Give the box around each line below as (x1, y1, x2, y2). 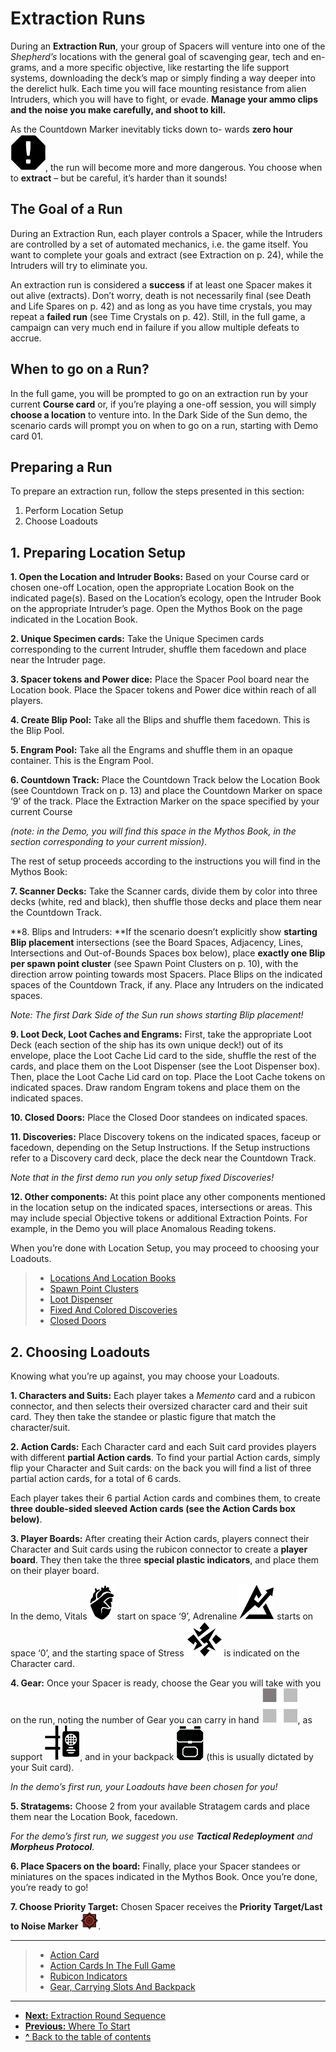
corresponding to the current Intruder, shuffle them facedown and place (10, 643, 307, 656)
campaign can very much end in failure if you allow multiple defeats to (10, 321, 300, 333)
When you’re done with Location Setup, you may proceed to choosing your (10, 1242, 320, 1254)
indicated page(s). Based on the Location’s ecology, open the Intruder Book (10, 592, 322, 604)
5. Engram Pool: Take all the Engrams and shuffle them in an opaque (10, 744, 293, 756)
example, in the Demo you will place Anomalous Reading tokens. (10, 1223, 277, 1235)
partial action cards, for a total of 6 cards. (10, 1473, 182, 1484)
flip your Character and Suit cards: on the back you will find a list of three (10, 1462, 312, 1474)
